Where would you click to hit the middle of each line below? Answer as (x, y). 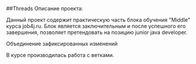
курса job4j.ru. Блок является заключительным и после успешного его (96, 26)
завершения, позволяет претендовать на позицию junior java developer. (97, 32)
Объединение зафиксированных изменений (62, 44)
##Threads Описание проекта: (45, 9)
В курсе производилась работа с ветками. (60, 55)
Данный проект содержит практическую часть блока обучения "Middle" (98, 20)
